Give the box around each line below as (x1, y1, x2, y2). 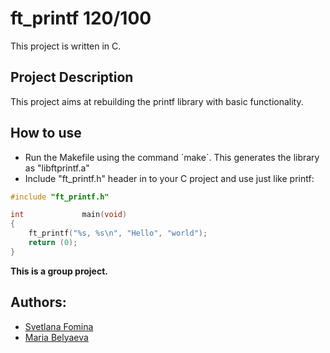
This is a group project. (10, 265, 108, 277)
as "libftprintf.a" (24, 162, 90, 174)
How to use (10, 125, 82, 142)
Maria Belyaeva (24, 331, 89, 343)
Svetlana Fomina (24, 320, 94, 332)
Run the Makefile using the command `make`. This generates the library (24, 151, 320, 163)
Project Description (10, 69, 134, 86)
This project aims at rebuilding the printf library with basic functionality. (10, 95, 304, 107)
